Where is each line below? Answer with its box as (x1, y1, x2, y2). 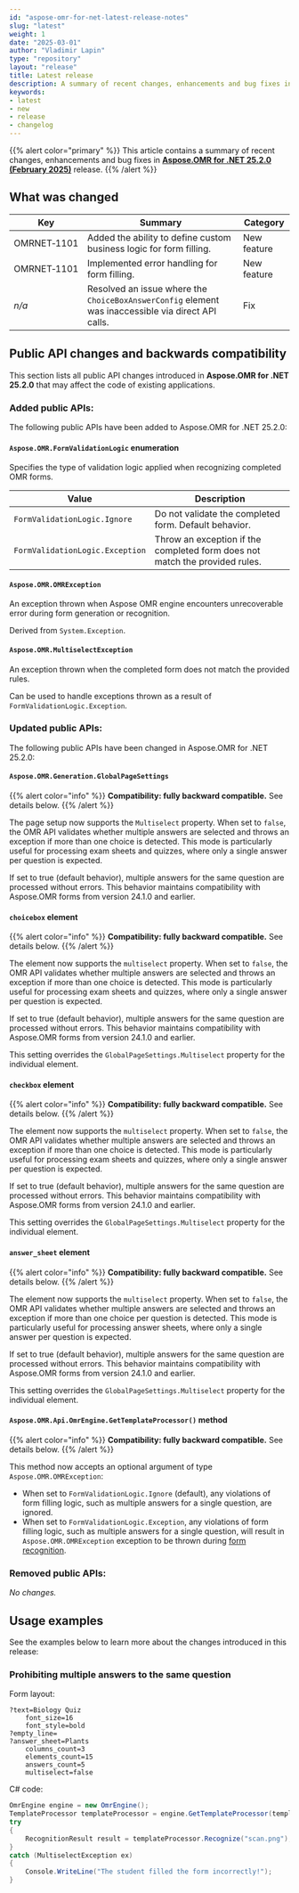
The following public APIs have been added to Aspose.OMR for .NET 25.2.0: (9, 421, 287, 432)
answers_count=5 (25, 1760, 86, 1769)
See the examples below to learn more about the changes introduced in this (9, 1636, 287, 1647)
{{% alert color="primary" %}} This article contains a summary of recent (9, 145, 276, 156)
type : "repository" (9, 54, 82, 63)
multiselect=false (25, 1768, 93, 1777)
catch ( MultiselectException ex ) (9, 1850, 133, 1860)
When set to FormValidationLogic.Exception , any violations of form (21, 1516, 269, 1527)
